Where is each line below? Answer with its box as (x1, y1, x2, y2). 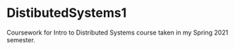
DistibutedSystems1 (6, 5, 127, 21)
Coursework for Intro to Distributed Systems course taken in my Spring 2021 (6, 28, 229, 37)
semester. (6, 35, 36, 44)
